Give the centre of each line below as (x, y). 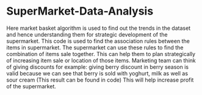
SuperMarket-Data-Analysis (80, 11)
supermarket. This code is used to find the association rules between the (98, 41)
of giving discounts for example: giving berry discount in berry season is (98, 67)
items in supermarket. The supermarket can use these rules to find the (95, 47)
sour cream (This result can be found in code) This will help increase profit (100, 80)
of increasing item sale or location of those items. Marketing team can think (101, 60)
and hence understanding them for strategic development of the (87, 34)
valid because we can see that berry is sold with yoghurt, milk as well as (97, 73)
